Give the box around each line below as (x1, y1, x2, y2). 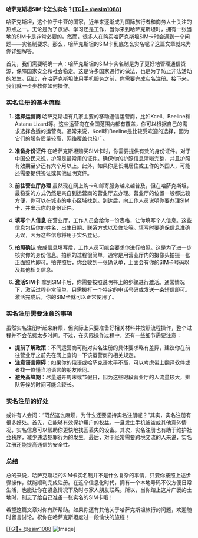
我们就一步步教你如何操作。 (6, 82, 74, 89)
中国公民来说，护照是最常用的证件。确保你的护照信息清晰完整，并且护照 (14, 155, 190, 162)
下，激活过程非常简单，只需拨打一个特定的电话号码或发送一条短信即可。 (14, 286, 190, 293)
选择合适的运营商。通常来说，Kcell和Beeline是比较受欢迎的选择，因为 (19, 128, 190, 135)
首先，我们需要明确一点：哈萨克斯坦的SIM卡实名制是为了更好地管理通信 (6, 60, 181, 67)
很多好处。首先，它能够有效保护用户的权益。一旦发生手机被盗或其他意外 (6, 418, 181, 426)
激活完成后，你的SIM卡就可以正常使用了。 (14, 293, 118, 301)
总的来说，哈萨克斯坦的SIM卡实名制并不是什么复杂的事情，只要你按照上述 (6, 471, 186, 479)
